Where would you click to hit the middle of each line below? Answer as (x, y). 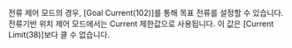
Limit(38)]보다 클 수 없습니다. (59, 34)
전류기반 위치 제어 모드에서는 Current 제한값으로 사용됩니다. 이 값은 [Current (141, 24)
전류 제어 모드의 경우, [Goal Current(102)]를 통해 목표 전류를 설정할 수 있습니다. (146, 13)
